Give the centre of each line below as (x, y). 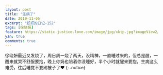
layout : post (18, 9)
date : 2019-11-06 (23, 18)
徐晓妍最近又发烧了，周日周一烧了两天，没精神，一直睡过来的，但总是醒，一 (81, 55)
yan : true (15, 37)
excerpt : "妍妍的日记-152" (30, 23)
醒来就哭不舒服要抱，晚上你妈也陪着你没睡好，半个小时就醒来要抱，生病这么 (81, 61)
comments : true (20, 41)
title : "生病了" (20, 14)
